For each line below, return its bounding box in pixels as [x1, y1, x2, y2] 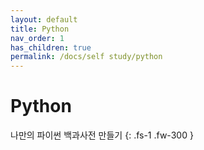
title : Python [10, 24, 70, 34]
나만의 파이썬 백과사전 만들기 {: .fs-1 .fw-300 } [10, 129, 194, 141]
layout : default [10, 14, 78, 25]
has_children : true [10, 42, 92, 53]
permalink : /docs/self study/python [10, 52, 163, 62]
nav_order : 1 [10, 33, 65, 43]
